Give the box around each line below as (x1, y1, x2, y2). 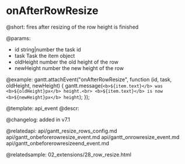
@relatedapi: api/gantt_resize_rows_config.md (6, 127, 118, 134)
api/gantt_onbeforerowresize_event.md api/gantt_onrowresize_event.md (6, 133, 180, 141)
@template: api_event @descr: (6, 104, 80, 111)
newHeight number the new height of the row (14, 64, 124, 71)
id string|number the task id (14, 46, 82, 53)
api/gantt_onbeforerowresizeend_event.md (6, 139, 109, 146)
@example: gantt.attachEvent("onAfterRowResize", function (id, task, (6, 76, 172, 83)
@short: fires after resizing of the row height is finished (6, 23, 139, 30)
